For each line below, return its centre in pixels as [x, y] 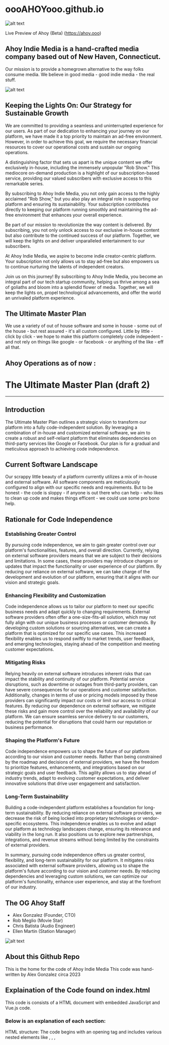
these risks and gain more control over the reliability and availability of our [82, 711]
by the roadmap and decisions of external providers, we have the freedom [82, 762]
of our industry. [21, 887]
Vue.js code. [18, 1008]
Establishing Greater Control [41, 534]
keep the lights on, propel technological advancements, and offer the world [83, 292]
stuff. [11, 80]
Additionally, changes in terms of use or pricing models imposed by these [81, 695]
